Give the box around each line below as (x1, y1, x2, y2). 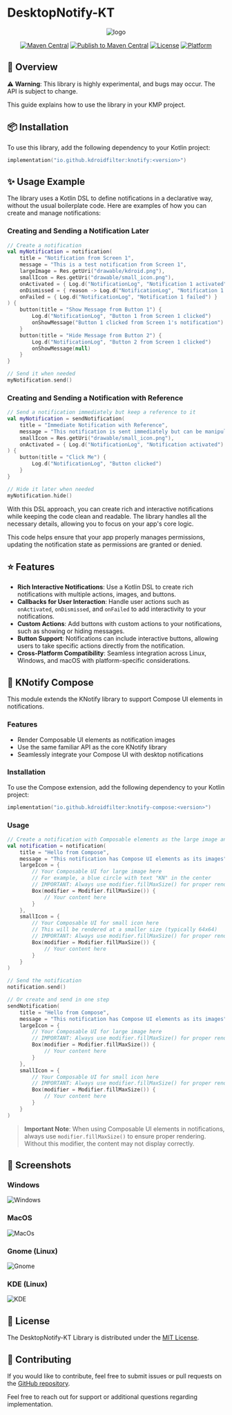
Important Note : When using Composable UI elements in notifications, (23, 1124, 225, 1133)
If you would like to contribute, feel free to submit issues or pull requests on (7, 1371, 222, 1380)
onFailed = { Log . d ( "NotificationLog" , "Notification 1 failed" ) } (19, 293, 217, 301)
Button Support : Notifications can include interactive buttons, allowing (17, 634, 219, 643)
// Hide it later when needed (7, 486, 95, 492)
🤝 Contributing (7, 1353, 72, 1365)
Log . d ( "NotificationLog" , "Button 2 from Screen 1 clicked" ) (32, 338, 212, 346)
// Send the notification (7, 977, 81, 984)
